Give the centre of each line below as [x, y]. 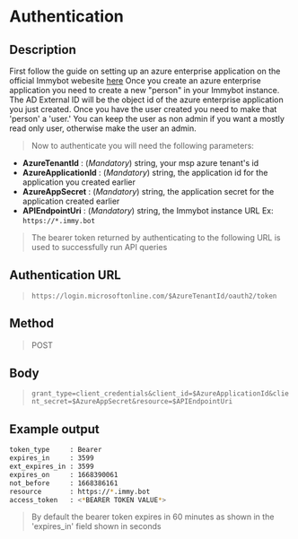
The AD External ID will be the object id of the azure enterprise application [147, 100]
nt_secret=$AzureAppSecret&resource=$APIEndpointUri [132, 402]
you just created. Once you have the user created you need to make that [143, 109]
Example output [55, 429]
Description [43, 50]
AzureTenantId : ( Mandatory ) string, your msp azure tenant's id [140, 163]
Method [32, 323]
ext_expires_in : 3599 [52, 466]
